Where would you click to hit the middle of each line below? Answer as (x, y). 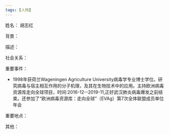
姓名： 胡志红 (19, 25)
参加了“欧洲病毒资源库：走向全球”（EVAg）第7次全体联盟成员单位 (95, 98)
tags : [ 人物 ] (18, 10)
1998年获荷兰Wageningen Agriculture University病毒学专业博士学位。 (85, 79)
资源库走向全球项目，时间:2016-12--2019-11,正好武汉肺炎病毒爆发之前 (86, 92)
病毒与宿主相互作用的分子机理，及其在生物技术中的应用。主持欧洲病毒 (90, 86)
